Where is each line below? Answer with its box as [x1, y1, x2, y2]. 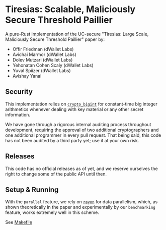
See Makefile [5, 219, 33, 225]
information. [5, 111, 31, 118]
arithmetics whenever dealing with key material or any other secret [5, 106, 144, 112]
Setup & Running [5, 185, 59, 194]
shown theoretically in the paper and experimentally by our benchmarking [5, 204, 156, 210]
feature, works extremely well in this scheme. [5, 209, 99, 215]
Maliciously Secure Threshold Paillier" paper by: [5, 36, 105, 42]
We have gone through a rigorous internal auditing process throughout [5, 121, 151, 127]
